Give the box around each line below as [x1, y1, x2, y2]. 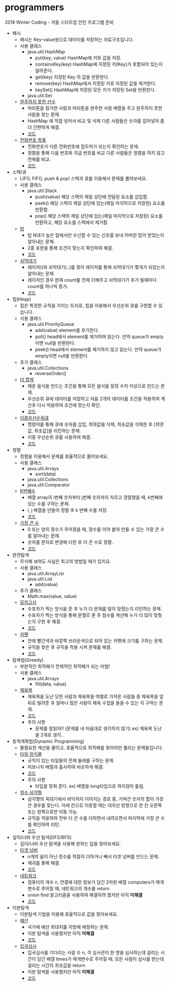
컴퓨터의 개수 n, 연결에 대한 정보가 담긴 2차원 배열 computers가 [27, 879, 155, 885]
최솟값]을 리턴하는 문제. [34, 427, 81, 434]
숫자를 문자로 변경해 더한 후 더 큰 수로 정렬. [27, 539, 113, 545]
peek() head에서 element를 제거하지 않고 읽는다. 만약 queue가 [35, 346, 162, 352]
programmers [5, 2, 64, 13]
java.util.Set [27, 92, 52, 98]
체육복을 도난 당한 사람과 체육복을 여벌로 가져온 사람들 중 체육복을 [27, 693, 159, 699]
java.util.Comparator [27, 481, 70, 488]
